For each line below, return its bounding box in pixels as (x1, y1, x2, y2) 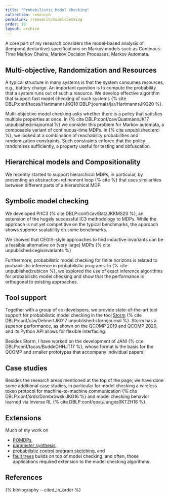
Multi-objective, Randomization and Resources (5, 66, 157, 74)
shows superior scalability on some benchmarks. (5, 227, 108, 233)
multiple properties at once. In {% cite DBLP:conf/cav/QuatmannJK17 (5, 116, 149, 122)
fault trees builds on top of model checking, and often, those (12, 453, 139, 459)
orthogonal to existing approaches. (5, 278, 78, 285)
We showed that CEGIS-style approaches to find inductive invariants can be (5, 236, 163, 242)
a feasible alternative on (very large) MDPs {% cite (5, 242, 111, 248)
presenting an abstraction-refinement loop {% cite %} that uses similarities (5, 176, 161, 183)
